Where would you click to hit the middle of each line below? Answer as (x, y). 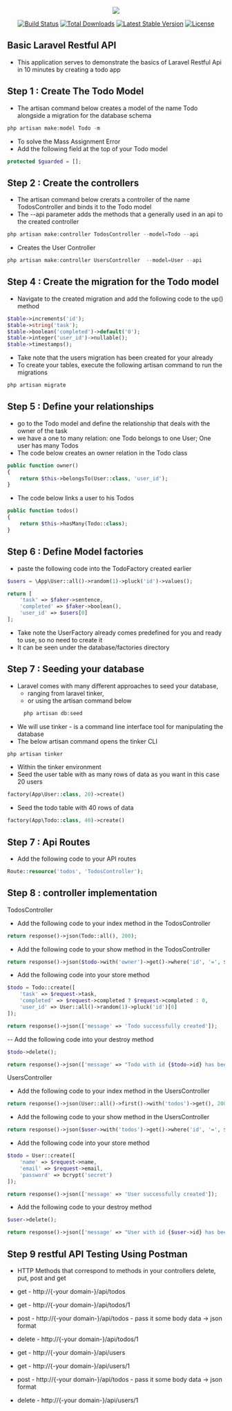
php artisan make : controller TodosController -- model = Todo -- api (103, 235)
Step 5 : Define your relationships (80, 406)
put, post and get (42, 1278)
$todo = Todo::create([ (41, 988)
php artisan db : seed (53, 713)
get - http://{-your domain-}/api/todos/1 (74, 1305)
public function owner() (43, 465)
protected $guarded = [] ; (44, 161)
